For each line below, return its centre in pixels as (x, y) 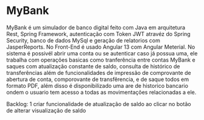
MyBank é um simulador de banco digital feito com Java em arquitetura (96, 27)
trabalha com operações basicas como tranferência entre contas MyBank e (101, 60)
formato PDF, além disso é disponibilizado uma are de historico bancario (97, 85)
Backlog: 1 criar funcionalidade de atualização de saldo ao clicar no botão (99, 104)
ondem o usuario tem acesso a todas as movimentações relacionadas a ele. (101, 92)
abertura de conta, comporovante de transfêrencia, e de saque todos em (98, 79)
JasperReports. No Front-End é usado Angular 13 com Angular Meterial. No (101, 47)
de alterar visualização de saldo (46, 110)
